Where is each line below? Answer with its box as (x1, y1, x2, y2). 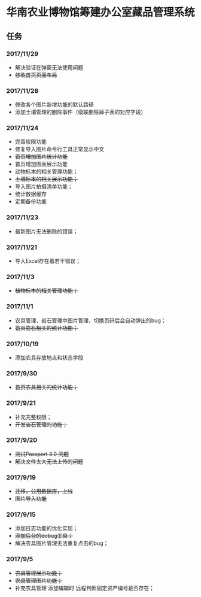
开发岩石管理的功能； (14, 420, 68, 428)
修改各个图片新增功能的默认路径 (14, 101, 94, 108)
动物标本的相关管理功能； (14, 168, 78, 175)
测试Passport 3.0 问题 (14, 450, 69, 457)
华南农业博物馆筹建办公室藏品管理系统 (6, 5, 196, 19)
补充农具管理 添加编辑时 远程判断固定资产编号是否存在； (14, 584, 154, 592)
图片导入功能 (14, 495, 47, 502)
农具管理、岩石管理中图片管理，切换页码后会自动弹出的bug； (14, 317, 166, 324)
